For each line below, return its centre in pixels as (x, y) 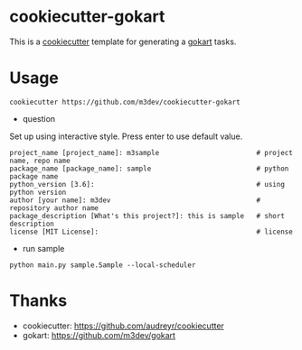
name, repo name (40, 161)
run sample (43, 248)
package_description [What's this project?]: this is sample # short (147, 216)
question (39, 118)
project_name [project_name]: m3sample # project (151, 152)
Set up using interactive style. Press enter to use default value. (126, 136)
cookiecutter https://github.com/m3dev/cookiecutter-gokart (125, 102)
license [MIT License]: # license (151, 232)
